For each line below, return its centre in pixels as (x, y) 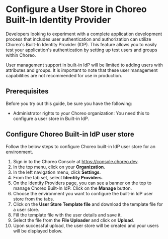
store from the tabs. (33, 199)
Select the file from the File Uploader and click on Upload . (74, 220)
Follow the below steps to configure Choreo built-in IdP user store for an (80, 146)
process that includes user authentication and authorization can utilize (78, 39)
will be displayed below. (37, 231)
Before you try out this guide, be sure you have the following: (69, 103)
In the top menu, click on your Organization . (59, 167)
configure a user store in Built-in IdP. (51, 118)
